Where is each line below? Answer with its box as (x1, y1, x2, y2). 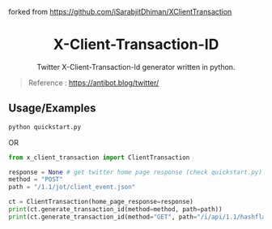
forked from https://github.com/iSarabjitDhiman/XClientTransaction (8, 7, 232, 16)
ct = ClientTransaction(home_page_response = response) (8, 198, 194, 206)
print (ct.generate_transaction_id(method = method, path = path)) (8, 205, 223, 214)
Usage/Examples (8, 102, 96, 115)
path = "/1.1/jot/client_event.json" (8, 183, 136, 192)
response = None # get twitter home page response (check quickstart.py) (8, 168, 263, 176)
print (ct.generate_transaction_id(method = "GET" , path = (8, 213, 198, 221)
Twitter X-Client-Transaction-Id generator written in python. (36, 62, 236, 71)
